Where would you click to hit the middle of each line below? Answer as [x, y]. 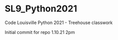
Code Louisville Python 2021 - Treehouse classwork [59, 22]
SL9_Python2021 [41, 9]
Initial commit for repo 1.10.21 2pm [40, 32]
